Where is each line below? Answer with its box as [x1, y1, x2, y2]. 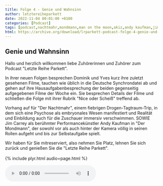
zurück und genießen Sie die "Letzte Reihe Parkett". [5, 145, 109, 151]
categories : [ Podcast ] [5, 20, 51, 26]
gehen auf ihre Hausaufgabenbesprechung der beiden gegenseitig [5, 85, 139, 91]
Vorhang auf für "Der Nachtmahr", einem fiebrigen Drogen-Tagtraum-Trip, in [5, 105, 158, 110]
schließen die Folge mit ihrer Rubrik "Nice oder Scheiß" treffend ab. [5, 95, 140, 101]
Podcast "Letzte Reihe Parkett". [5, 65, 68, 71]
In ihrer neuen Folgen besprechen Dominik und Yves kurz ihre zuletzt [5, 75, 144, 80]
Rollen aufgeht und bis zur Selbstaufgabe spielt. [5, 130, 101, 136]
